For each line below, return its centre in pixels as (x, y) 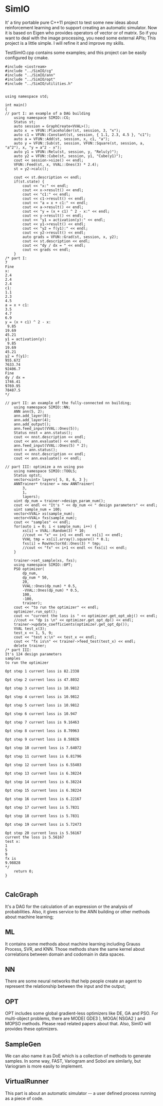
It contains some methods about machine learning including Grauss (73, 944)
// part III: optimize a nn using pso (44, 467)
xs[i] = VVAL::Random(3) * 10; (54, 531)
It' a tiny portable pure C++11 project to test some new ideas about (72, 22)
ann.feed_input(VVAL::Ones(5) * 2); (51, 445)
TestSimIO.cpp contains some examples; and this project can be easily (76, 53)
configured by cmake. (27, 57)
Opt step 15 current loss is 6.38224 (43, 790)
